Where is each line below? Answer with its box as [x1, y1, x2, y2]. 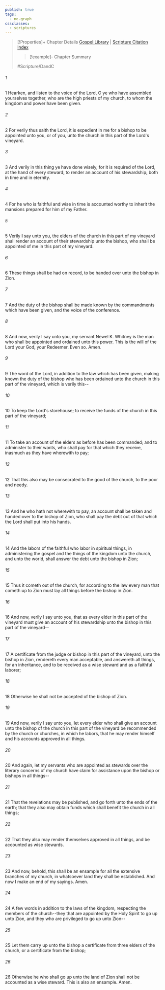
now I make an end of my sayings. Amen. [5, 879, 88, 884]
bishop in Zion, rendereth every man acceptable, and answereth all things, [5, 656, 156, 662]
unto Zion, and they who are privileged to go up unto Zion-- [5, 916, 126, 921]
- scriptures [9, 26, 36, 31]
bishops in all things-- [5, 773, 50, 779]
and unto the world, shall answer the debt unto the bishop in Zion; [5, 556, 138, 562]
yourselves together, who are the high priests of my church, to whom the [5, 95, 153, 101]
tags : [5, 12, 16, 17]
